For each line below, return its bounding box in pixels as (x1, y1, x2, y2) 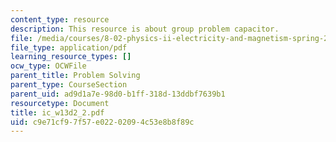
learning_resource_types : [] (10, 52, 132, 62)
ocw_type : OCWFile (10, 61, 87, 71)
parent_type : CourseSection (10, 80, 128, 90)
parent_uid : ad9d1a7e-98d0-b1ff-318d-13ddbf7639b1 (10, 89, 226, 99)
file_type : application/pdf (10, 42, 128, 53)
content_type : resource (10, 14, 110, 25)
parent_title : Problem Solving (10, 71, 141, 81)
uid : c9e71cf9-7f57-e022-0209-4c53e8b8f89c (10, 117, 195, 127)
